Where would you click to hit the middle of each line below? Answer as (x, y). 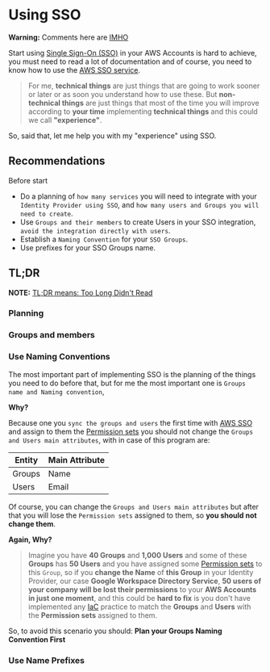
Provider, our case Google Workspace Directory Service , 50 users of (145, 581)
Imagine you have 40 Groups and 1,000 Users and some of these (137, 555)
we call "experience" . (65, 120)
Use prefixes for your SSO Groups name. (87, 247)
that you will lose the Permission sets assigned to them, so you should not (133, 515)
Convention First (37, 639)
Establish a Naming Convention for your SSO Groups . (104, 239)
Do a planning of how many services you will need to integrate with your (139, 196)
